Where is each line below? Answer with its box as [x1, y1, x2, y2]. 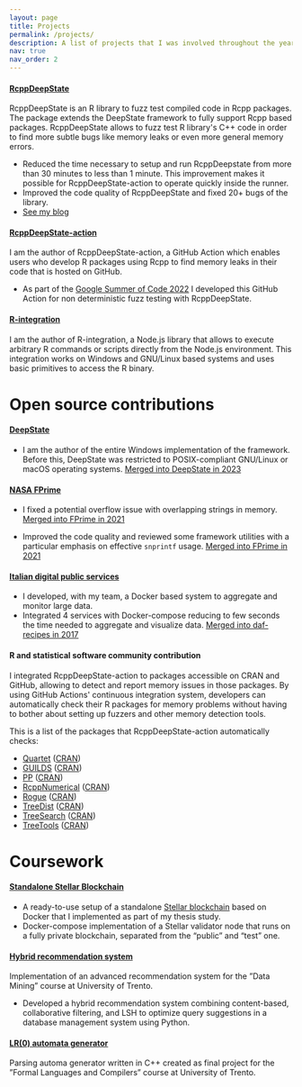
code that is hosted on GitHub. [9, 267, 123, 277]
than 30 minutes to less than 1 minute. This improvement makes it [22, 168, 265, 179]
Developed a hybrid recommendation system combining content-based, [22, 998, 289, 1009]
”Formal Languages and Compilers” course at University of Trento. [9, 1067, 256, 1078]
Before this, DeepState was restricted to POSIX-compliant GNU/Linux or [22, 454, 289, 465]
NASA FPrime [9, 484, 61, 495]
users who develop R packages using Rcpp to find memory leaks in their [9, 257, 278, 267]
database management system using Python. [22, 1017, 191, 1028]
